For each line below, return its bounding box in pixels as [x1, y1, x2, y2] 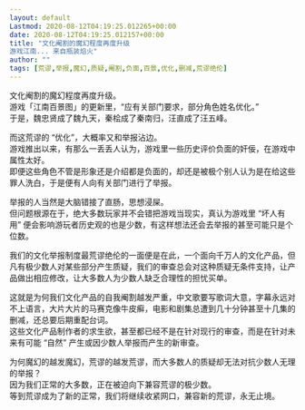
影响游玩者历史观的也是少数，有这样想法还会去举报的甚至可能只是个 [39, 219, 294, 229]
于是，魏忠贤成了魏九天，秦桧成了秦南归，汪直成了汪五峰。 [9, 112, 232, 123]
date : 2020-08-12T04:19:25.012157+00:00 [9, 30, 165, 39]
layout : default [9, 13, 71, 23]
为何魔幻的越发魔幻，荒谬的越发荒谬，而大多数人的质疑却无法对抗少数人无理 [9, 356, 296, 367]
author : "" [9, 55, 51, 64]
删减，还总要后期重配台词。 [9, 314, 113, 325]
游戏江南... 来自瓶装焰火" [9, 47, 98, 56]
